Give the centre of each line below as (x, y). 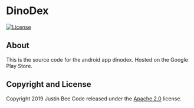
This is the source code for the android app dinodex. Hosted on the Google (97, 59)
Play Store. (19, 66)
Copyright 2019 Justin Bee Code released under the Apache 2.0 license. (94, 99)
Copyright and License (49, 84)
